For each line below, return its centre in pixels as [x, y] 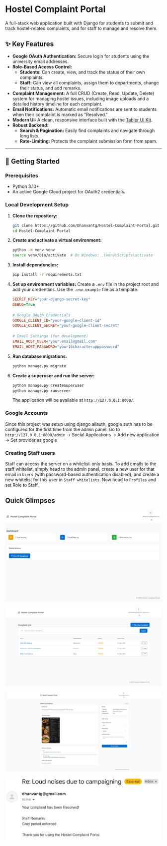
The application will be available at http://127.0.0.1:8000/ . [73, 400]
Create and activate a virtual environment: [57, 240]
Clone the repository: [35, 215]
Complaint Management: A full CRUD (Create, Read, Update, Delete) [83, 93]
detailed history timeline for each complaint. [57, 104]
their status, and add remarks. [50, 88]
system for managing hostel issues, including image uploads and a [81, 98]
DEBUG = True [24, 304]
